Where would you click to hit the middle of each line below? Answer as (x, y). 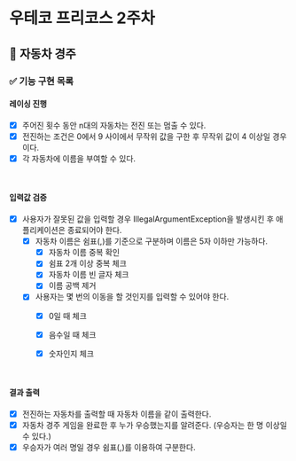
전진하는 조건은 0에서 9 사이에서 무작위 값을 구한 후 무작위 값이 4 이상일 (146, 136)
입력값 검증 (28, 198)
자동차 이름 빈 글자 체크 (89, 275)
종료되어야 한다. (95, 230)
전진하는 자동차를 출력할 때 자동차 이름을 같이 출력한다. (117, 414)
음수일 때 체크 (72, 334)
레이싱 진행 (28, 104)
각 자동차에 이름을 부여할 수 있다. (78, 158)
